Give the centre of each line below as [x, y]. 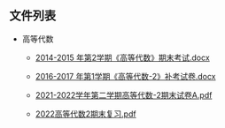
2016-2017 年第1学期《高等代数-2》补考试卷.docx [125, 76]
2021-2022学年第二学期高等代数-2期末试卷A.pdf [124, 94]
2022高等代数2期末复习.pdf [85, 114]
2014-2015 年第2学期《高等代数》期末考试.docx [122, 57]
